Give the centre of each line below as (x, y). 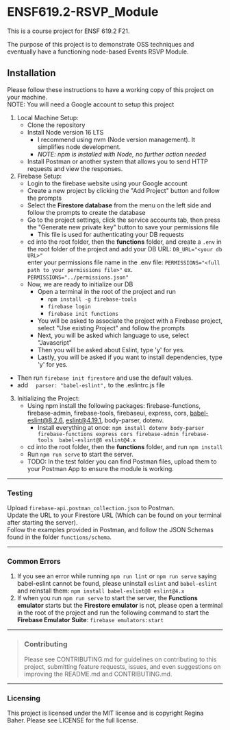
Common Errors (34, 561)
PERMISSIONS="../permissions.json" (78, 277)
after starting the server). (42, 523)
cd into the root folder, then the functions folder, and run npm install (125, 446)
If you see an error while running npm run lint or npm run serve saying (117, 576)
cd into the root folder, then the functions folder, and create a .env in (125, 242)
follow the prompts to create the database (86, 212)
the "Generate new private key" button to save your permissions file (123, 227)
